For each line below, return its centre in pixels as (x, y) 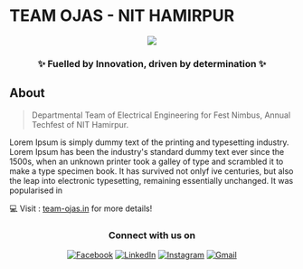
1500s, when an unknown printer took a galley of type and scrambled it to (147, 161)
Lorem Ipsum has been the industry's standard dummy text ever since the (147, 151)
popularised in (36, 190)
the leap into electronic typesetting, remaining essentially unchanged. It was (151, 180)
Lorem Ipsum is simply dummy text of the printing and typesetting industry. (149, 142)
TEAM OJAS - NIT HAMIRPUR (122, 16)
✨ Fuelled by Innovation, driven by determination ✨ (152, 63)
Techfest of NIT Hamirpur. (80, 124)
